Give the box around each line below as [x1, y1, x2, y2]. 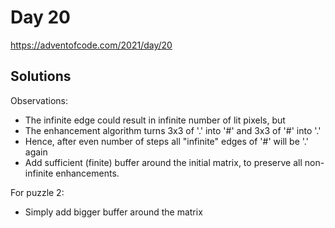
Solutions [10, 68, 72, 85]
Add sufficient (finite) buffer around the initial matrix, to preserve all [24, 156, 303, 168]
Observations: [10, 94, 69, 106]
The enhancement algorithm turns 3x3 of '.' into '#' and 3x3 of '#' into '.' [24, 124, 322, 136]
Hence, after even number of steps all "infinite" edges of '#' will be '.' [24, 135, 309, 147]
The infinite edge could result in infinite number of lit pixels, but [24, 114, 286, 126]
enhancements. [55, 167, 120, 179]
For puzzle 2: [10, 186, 65, 198]
